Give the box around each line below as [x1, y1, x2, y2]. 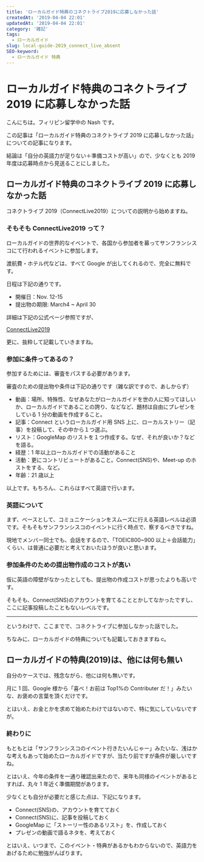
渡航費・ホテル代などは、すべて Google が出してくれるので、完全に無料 [6, 259, 186, 267]
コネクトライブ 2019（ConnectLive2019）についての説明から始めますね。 [6, 208, 191, 215]
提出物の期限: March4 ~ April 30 [15, 300, 96, 308]
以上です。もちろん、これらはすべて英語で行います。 [6, 484, 138, 492]
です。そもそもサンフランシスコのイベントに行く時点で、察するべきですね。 [6, 523, 197, 531]
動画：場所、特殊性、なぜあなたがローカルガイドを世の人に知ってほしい [15, 395, 196, 402]
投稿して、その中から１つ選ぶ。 [31, 426, 111, 433]
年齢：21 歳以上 [15, 471, 55, 478]
